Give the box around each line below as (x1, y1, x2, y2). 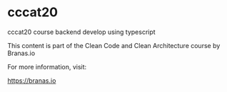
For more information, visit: (7, 62, 87, 71)
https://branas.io (7, 76, 56, 85)
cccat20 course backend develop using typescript (7, 28, 156, 36)
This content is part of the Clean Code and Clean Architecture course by (7, 41, 221, 50)
